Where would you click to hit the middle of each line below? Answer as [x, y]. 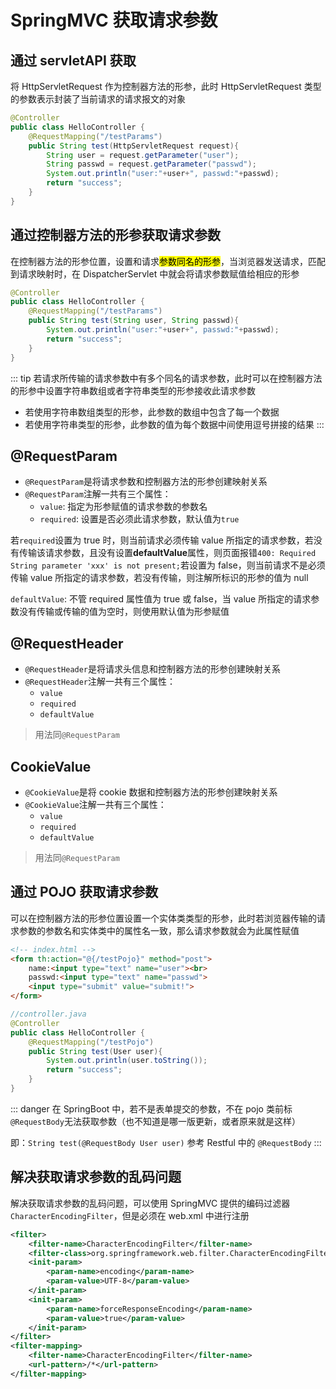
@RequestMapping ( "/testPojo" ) [91, 1042]
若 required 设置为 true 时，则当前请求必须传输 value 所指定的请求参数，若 [162, 540]
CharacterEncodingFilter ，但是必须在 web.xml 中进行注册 [130, 1215]
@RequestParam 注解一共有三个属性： [98, 494]
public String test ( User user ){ [95, 1051]
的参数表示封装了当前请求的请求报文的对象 [98, 99]
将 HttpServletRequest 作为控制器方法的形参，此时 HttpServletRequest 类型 [166, 86]
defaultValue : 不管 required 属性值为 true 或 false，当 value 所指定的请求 [161, 599]
